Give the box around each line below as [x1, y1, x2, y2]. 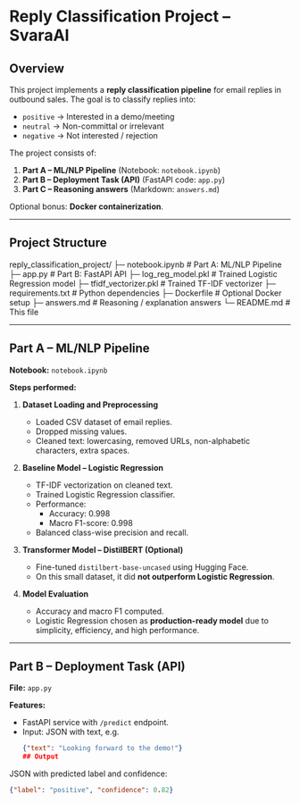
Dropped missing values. [35, 426, 128, 437]
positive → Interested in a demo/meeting [21, 112, 175, 121]
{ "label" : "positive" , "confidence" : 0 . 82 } [9, 786, 174, 795]
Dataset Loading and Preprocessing [21, 399, 159, 410]
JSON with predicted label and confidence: [9, 768, 168, 779]
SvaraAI [9, 25, 70, 46]
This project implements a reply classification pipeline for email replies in [9, 85, 281, 95]
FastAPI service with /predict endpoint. [21, 717, 170, 728]
